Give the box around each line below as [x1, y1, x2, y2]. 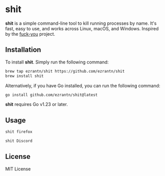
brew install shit [5, 73, 44, 79]
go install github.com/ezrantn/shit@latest [5, 92, 98, 97]
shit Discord [5, 139, 33, 144]
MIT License [5, 165, 31, 172]
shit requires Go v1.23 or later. [5, 101, 68, 107]
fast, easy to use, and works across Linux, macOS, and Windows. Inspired [5, 25, 159, 31]
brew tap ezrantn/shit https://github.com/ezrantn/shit [5, 69, 125, 74]
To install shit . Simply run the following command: [5, 59, 109, 65]
